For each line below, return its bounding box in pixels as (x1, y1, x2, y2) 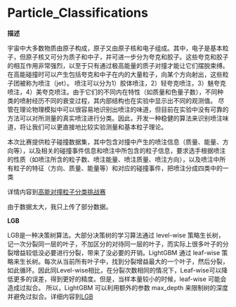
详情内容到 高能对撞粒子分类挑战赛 (7, 187, 106, 196)
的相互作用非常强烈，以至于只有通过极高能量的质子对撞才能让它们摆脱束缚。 (7, 61, 229, 69)
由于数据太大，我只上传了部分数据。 (7, 202, 112, 211)
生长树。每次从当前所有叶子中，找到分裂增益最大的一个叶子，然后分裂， (19, 257, 229, 266)
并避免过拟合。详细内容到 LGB (7, 292, 93, 301)
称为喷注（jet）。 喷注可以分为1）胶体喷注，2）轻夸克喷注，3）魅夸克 (25, 79, 226, 87)
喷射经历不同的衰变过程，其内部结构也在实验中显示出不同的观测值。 (19, 96, 216, 104)
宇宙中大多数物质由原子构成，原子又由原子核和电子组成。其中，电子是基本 (7, 43, 223, 52)
